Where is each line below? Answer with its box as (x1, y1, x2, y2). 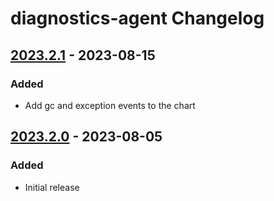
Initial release (24, 181, 80, 193)
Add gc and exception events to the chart (24, 99, 196, 111)
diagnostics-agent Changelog (10, 7, 265, 30)
